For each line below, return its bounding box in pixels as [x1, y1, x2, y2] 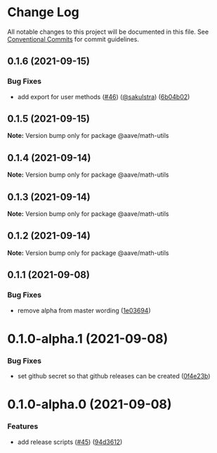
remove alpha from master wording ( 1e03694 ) [17, 306, 151, 314]
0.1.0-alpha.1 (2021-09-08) [7, 331, 169, 347]
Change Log [7, 4, 79, 20]
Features [7, 421, 39, 431]
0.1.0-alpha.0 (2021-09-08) [7, 397, 172, 412]
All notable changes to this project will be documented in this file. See [7, 27, 209, 36]
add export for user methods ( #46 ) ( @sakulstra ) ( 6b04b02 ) [17, 92, 190, 101]
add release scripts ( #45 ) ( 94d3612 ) [17, 438, 123, 446]
